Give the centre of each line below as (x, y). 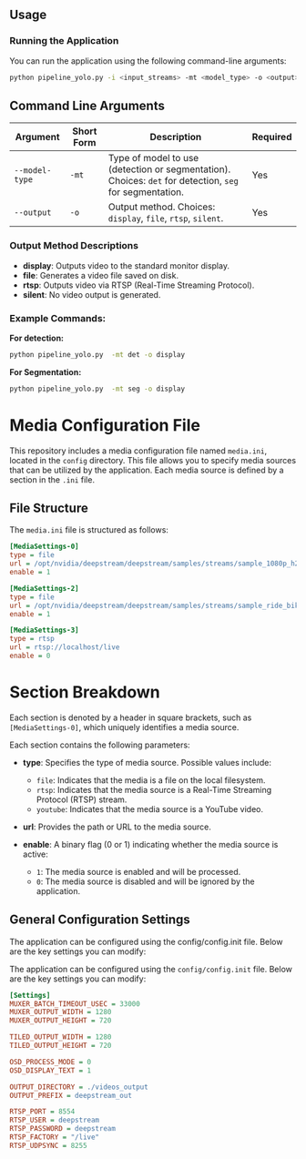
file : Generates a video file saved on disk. (101, 275)
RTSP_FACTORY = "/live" (55, 1137)
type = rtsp (32, 639)
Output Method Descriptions (74, 246)
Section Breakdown (85, 692)
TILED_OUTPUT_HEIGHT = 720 (61, 1046)
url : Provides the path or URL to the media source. (117, 827)
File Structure (49, 508)
